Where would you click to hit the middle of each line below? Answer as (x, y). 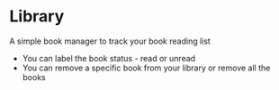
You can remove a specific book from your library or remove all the (146, 68)
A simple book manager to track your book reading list (110, 41)
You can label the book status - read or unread (109, 58)
